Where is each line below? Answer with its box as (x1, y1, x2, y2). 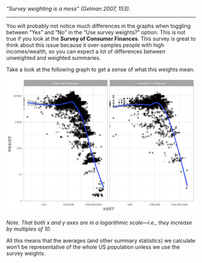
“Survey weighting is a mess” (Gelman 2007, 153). (6, 5, 130, 12)
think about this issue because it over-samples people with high (6, 41, 164, 49)
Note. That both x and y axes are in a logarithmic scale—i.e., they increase (6, 219, 192, 226)
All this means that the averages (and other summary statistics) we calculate (6, 237, 196, 244)
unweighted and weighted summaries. (6, 54, 101, 61)
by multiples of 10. (6, 225, 52, 232)
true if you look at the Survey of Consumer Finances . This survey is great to (6, 35, 196, 42)
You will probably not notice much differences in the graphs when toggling (6, 22, 191, 29)
